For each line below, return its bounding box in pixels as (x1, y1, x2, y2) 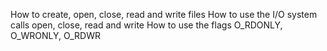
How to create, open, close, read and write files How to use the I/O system (10, 9, 318, 20)
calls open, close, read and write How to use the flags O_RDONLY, (10, 19, 283, 31)
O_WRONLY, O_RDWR (10, 30, 101, 41)
